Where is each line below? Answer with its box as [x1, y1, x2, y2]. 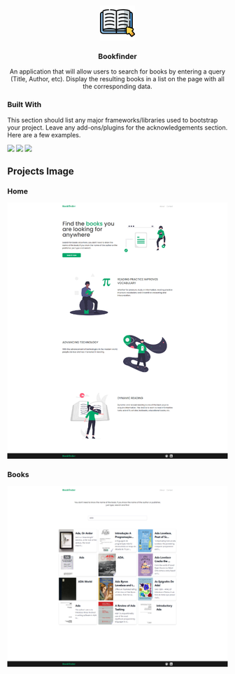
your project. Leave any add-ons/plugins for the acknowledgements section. [7, 123, 228, 132]
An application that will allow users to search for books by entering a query [9, 67, 226, 76]
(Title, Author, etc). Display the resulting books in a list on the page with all [10, 75, 225, 83]
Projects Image [7, 165, 75, 177]
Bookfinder [97, 51, 138, 61]
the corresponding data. [83, 82, 152, 91]
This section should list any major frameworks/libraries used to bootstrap [7, 116, 218, 124]
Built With [7, 99, 42, 109]
